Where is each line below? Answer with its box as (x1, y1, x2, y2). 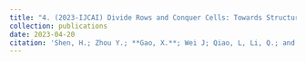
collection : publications (9, 22, 107, 30)
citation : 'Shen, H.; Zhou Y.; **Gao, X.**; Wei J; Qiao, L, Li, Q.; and (9, 38, 296, 48)
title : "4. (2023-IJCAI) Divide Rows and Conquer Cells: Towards (9, 13, 262, 22)
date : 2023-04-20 (9, 30, 76, 39)
